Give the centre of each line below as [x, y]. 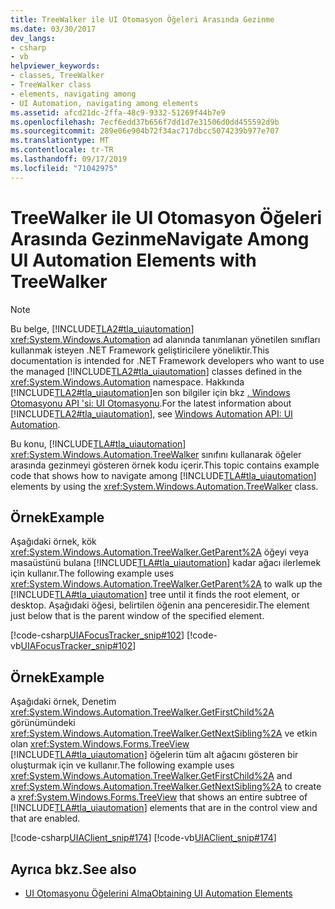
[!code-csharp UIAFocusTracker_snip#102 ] [97, 635]
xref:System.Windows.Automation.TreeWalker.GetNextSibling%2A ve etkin [164, 733]
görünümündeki [43, 723]
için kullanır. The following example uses [92, 573]
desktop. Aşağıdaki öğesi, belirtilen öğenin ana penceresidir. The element [160, 605]
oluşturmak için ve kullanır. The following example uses [122, 765]
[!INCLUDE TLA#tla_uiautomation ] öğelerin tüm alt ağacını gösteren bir [154, 755]
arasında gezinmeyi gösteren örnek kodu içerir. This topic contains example [165, 465]
